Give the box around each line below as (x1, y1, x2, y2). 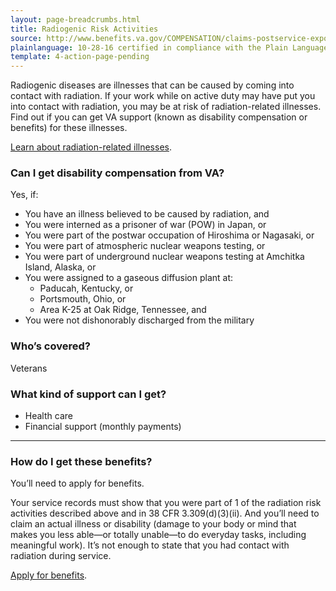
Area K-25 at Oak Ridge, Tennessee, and (39, 304, 207, 316)
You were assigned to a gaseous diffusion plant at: (24, 272, 234, 284)
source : (10, 33, 43, 43)
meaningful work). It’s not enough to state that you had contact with (10, 539, 290, 551)
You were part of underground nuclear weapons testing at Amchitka (24, 251, 305, 263)
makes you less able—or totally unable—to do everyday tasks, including (10, 529, 307, 541)
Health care (24, 410, 73, 422)
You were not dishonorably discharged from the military (24, 314, 255, 326)
